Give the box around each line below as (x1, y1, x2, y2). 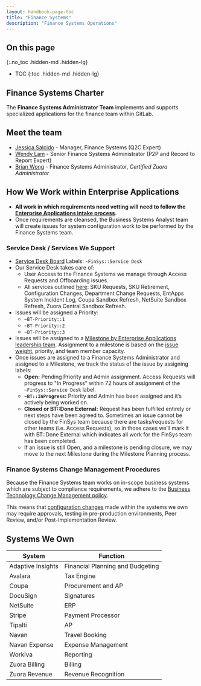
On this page (6, 42, 56, 53)
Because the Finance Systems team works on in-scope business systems (6, 479, 190, 487)
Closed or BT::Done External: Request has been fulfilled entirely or (24, 405, 191, 412)
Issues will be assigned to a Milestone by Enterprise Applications (14, 334, 177, 341)
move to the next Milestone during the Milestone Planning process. (24, 450, 191, 457)
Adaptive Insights (9, 562, 59, 571)
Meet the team (6, 128, 62, 138)
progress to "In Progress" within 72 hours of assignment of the (24, 379, 180, 387)
